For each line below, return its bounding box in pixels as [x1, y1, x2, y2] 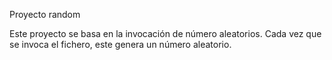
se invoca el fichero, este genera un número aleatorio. [9, 39, 232, 50]
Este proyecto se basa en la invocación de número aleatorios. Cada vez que [9, 28, 322, 39]
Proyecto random [9, 9, 81, 20]
